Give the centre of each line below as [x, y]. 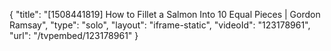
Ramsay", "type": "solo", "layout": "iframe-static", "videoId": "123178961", [160, 25]
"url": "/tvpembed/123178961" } [74, 35]
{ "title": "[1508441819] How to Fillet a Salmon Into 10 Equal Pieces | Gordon [165, 14]
